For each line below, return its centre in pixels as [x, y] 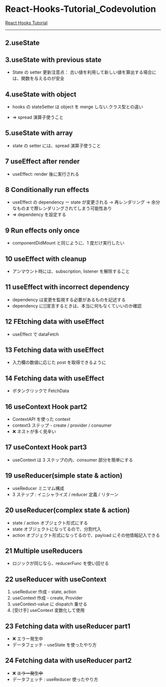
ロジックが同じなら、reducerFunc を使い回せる [61, 564]
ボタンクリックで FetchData [41, 391]
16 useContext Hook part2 [46, 407]
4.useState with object [41, 94]
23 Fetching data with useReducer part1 [68, 626]
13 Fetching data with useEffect [55, 350]
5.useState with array [39, 133]
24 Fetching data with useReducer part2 [68, 661]
